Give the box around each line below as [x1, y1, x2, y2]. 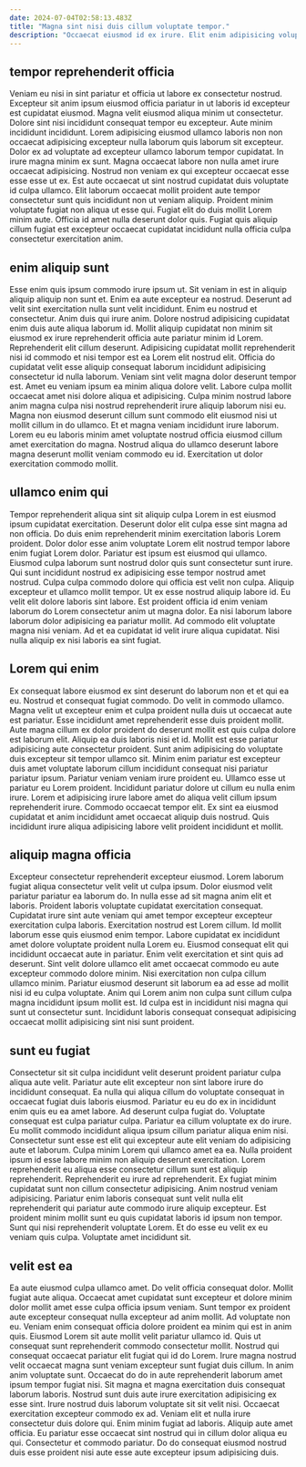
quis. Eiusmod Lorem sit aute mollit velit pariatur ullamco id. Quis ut [9, 1331, 261, 1342]
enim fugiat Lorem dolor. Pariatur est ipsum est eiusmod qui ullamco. [9, 548, 268, 559]
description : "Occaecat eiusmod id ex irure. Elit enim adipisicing [9, 30, 275, 39]
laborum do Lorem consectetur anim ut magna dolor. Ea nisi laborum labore [9, 605, 292, 616]
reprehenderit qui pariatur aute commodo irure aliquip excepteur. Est [9, 1203, 267, 1214]
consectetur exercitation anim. [9, 233, 124, 244]
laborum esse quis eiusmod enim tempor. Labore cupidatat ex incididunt [9, 929, 280, 940]
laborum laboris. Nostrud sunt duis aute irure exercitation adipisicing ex [9, 1389, 278, 1400]
